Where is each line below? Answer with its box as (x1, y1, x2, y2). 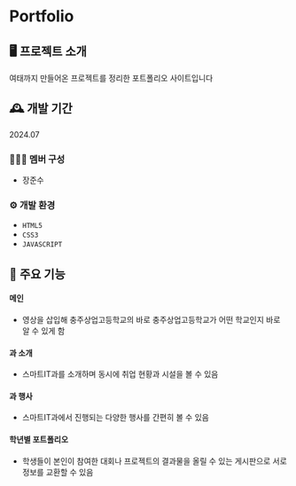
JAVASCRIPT (21, 240, 63, 249)
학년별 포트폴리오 (9, 435, 69, 444)
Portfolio (9, 6, 74, 27)
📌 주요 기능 (9, 266, 66, 281)
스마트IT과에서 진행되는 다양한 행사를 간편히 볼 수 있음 (21, 412, 210, 423)
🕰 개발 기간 (9, 101, 73, 116)
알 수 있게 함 (21, 325, 66, 336)
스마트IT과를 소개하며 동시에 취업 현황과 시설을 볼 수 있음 (21, 369, 219, 380)
